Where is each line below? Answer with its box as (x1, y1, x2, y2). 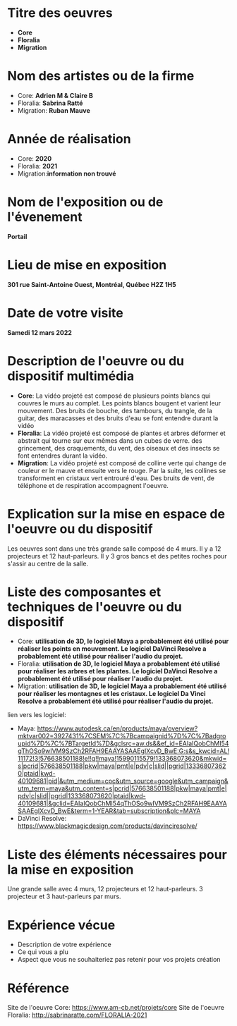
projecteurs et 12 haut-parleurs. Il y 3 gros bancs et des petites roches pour (7, 551, 227, 560)
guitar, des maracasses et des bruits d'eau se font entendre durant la (17, 414, 219, 422)
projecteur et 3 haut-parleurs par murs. (7, 892, 121, 900)
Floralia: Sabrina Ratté (17, 99, 83, 107)
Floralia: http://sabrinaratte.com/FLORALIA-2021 (7, 1010, 147, 1020)
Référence (7, 980, 69, 996)
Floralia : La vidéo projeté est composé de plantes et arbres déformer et (17, 429, 226, 437)
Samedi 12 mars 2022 (7, 328, 73, 336)
